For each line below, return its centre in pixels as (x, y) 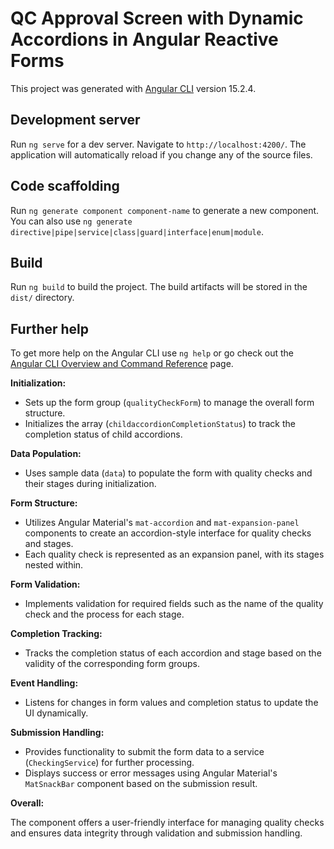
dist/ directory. (42, 298)
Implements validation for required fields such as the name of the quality (174, 604)
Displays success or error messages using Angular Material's (151, 773)
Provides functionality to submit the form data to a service (144, 752)
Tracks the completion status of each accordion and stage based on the (173, 653)
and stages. (49, 544)
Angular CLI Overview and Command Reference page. (122, 364)
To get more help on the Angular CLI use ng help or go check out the (152, 353)
